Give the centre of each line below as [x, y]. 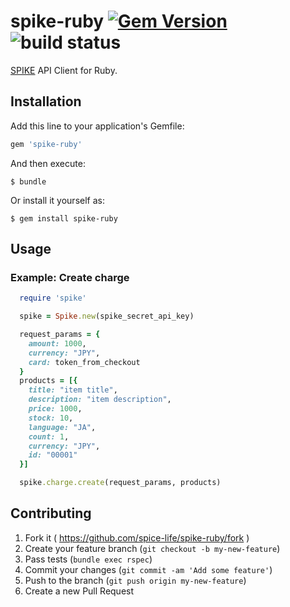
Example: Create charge [70, 277]
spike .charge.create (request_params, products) [120, 483]
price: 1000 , [55, 409]
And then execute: [48, 163]
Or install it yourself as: [57, 200]
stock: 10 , [51, 418]
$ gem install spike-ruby [64, 218]
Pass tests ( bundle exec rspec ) [88, 559]
